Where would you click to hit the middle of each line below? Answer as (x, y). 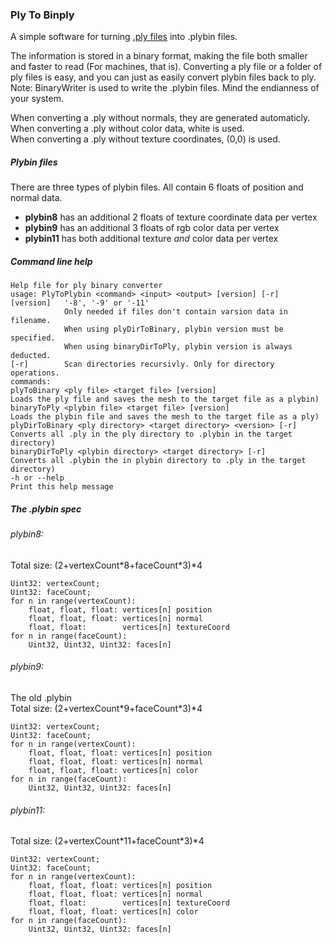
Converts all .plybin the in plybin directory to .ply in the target (158, 461)
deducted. (31, 356)
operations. (35, 373)
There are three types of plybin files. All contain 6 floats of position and (157, 187)
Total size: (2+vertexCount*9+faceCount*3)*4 (106, 709)
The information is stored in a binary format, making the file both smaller (159, 56)
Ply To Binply (42, 15)
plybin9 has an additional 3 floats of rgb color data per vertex (152, 228)
